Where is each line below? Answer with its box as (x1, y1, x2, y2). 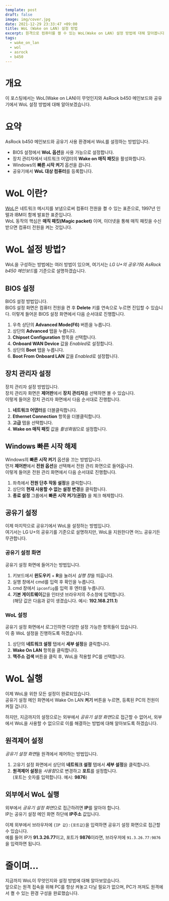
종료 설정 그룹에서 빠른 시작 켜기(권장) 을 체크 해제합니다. (12, 492, 124, 498)
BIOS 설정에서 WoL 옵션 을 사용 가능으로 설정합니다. (12, 149, 114, 155)
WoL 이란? (5, 188, 48, 199)
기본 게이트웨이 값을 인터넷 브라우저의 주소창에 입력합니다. (12, 591, 126, 597)
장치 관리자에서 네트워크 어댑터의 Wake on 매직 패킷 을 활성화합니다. (12, 156, 146, 162)
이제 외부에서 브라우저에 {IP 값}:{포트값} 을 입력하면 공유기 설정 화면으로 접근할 (5, 821, 161, 827)
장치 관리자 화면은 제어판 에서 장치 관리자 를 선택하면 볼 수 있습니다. (5, 390, 135, 396)
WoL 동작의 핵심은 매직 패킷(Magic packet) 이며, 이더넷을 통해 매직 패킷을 (5, 218, 152, 224)
